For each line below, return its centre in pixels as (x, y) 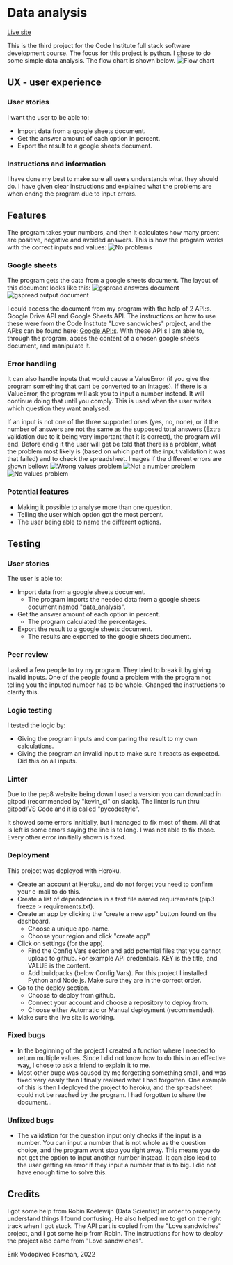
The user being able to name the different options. (89, 522)
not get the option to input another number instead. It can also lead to (117, 1158)
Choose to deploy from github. (72, 995)
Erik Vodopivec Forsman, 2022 (51, 1254)
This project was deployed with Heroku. (64, 870)
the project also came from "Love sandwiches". (75, 1241)
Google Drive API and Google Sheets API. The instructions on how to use (112, 316)
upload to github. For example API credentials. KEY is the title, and (122, 958)
